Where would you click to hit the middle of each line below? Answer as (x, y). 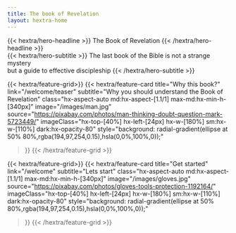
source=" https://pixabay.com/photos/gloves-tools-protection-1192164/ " (112, 186)
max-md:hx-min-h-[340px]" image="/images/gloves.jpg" (108, 178)
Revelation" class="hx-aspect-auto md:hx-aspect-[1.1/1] (88, 99)
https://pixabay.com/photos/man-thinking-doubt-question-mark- (129, 114)
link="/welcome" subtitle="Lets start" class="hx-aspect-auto (96, 171)
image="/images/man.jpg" (73, 106)
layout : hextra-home (38, 20)
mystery (19, 63)
